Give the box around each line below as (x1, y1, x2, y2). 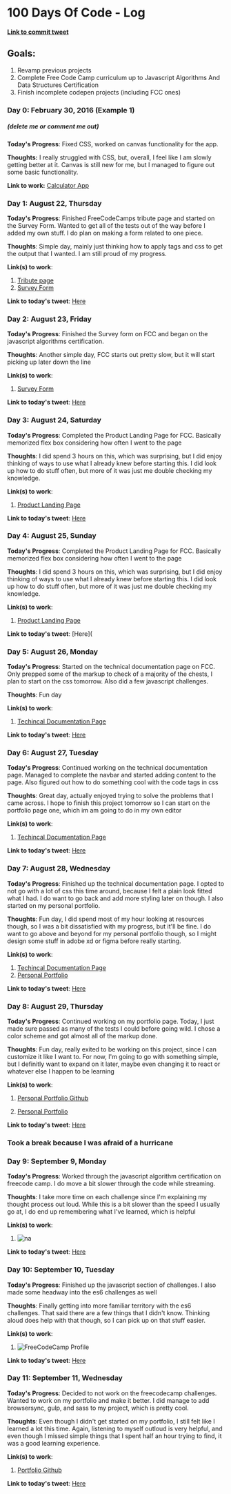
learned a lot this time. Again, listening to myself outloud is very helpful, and (7, 1424, 223, 1433)
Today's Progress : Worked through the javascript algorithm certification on (7, 1172, 221, 1181)
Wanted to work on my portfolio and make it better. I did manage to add (7, 1396, 210, 1404)
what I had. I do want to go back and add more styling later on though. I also (7, 894, 223, 902)
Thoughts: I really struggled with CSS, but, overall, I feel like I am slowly (7, 153, 212, 162)
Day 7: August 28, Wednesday (7, 864, 111, 873)
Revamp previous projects (17, 66, 92, 74)
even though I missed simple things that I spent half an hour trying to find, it (7, 1431, 222, 1440)
